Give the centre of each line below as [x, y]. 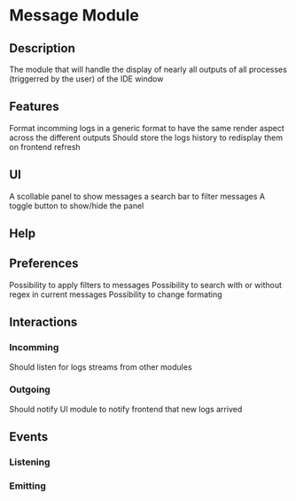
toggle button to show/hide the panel [77, 206]
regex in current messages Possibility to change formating [116, 294]
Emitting [28, 486]
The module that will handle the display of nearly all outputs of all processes [148, 69]
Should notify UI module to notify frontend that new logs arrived [126, 409]
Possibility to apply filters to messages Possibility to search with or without [145, 285]
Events [29, 437]
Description [42, 48]
